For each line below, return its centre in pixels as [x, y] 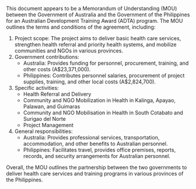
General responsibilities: [43, 131]
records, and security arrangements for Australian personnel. [97, 156]
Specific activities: [37, 88]
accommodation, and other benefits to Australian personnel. [95, 143]
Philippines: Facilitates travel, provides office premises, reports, [99, 150]
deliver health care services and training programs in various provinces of [95, 174]
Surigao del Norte [44, 119]
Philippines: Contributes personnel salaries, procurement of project [104, 76]
